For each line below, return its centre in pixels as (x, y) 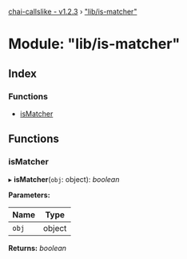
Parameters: (29, 195)
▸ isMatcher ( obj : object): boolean (64, 179)
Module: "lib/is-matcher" (94, 44)
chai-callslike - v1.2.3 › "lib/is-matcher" (73, 12)
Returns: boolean (37, 248)
